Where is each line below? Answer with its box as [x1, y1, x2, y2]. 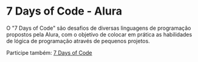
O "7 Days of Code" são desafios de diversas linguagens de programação [6, 24, 191, 32]
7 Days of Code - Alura [6, 4, 123, 18]
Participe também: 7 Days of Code [6, 49, 92, 56]
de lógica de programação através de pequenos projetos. [6, 37, 150, 44]
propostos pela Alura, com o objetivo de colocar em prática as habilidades [6, 30, 193, 38]
